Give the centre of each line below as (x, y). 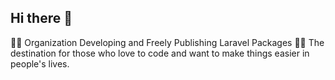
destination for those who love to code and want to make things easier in (160, 53)
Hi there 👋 (41, 18)
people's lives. (40, 63)
